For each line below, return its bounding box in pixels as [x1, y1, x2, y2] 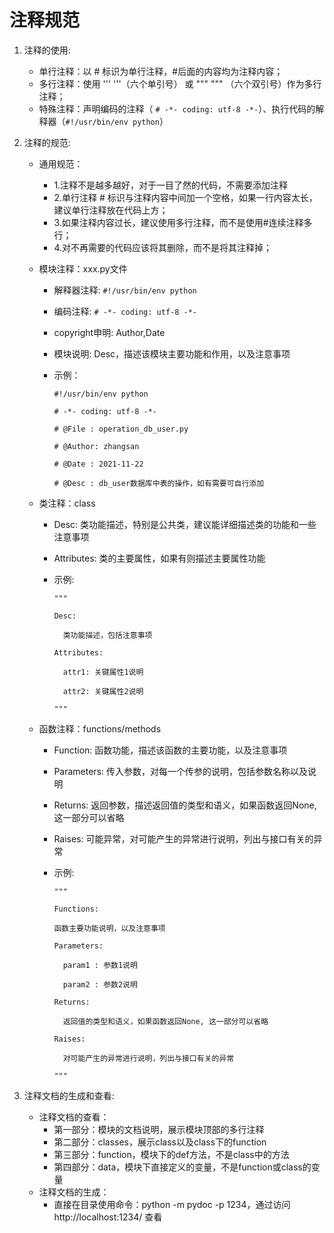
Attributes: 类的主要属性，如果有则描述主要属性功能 [53, 552, 266, 564]
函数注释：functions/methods [38, 722, 162, 735]
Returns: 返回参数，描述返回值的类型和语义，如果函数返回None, [53, 799, 317, 811]
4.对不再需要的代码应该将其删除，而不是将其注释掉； [53, 241, 272, 253]
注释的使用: [23, 44, 71, 56]
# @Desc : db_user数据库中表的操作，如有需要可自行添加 [53, 478, 265, 488]
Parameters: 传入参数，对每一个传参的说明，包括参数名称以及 [53, 765, 308, 777]
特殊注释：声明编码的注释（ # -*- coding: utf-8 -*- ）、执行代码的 [38, 102, 316, 115]
